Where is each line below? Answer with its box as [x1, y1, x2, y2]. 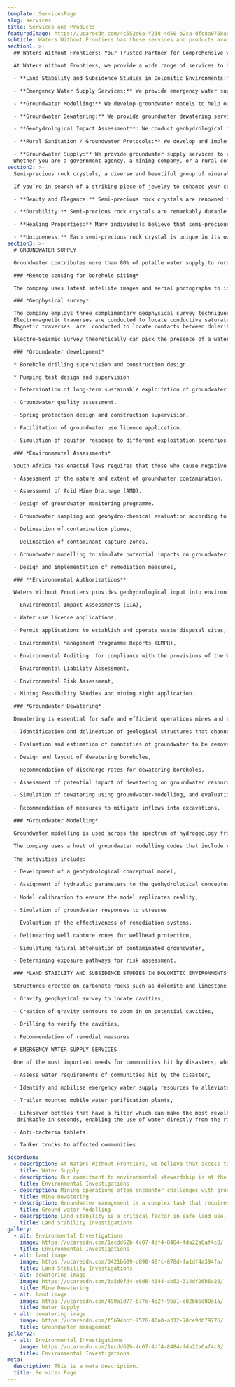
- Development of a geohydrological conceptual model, [13, 868, 177, 876]
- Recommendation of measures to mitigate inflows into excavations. [13, 805, 220, 812]
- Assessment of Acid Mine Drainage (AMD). [13, 488, 142, 495]
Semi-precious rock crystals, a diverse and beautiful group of [13, 170, 205, 177]
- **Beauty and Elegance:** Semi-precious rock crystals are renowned [13, 196, 224, 203]
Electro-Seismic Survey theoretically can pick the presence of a [13, 335, 211, 342]
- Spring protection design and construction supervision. [13, 412, 190, 419]
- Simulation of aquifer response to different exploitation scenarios [13, 436, 227, 444]
